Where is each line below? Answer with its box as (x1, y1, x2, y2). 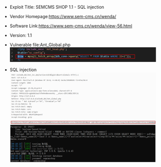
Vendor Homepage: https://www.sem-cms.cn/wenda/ (9, 14, 117, 19)
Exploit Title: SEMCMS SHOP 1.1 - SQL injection (9, 4, 105, 10)
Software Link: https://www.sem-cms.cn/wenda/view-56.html (9, 23, 132, 29)
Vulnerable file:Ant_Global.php (9, 42, 71, 48)
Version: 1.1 (9, 33, 32, 38)
